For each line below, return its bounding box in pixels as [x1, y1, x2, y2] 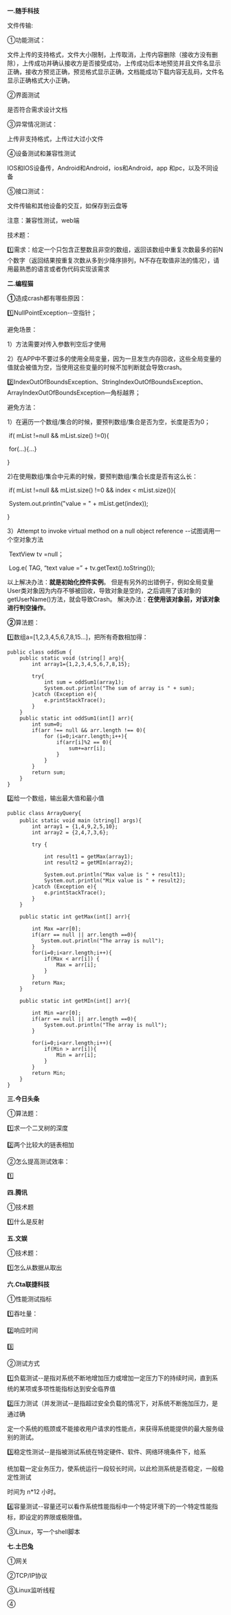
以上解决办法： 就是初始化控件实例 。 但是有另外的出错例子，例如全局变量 [7, 578, 214, 586]
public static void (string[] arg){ [19, 655, 125, 662]
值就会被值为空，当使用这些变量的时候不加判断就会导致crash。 [7, 364, 186, 371]
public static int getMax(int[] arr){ [19, 913, 131, 920]
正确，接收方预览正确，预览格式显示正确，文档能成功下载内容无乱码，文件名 [7, 68, 224, 76]
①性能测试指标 [7, 1295, 52, 1303]
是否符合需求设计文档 [7, 106, 67, 113]
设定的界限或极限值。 [25, 1513, 86, 1521]
